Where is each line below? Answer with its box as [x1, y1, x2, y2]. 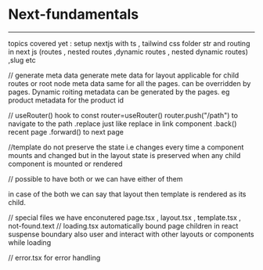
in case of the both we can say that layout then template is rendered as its [8, 189, 247, 199]
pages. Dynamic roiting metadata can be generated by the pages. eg [8, 87, 230, 96]
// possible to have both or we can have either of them [8, 174, 183, 183]
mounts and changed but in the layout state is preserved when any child [8, 150, 241, 160]
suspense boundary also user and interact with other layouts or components [8, 229, 254, 239]
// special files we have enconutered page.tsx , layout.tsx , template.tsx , [8, 213, 241, 222]
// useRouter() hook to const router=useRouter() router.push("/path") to [8, 110, 239, 120]
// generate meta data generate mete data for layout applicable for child [8, 70, 240, 80]
